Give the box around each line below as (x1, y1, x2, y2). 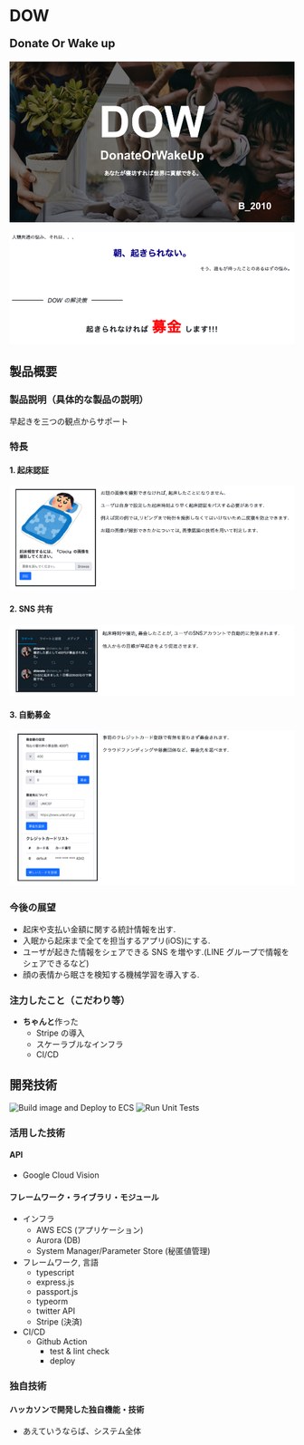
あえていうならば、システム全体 (22, 1426, 142, 1437)
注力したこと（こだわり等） (9, 994, 130, 1007)
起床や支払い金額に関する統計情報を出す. (22, 923, 176, 934)
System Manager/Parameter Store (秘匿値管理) (35, 1246, 211, 1257)
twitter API (35, 1305, 75, 1316)
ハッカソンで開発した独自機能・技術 (9, 1403, 145, 1414)
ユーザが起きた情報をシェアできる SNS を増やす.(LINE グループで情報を (22, 946, 290, 957)
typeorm (35, 1296, 69, 1307)
